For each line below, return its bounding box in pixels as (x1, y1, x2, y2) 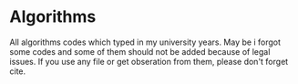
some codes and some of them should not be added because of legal (9, 46, 271, 57)
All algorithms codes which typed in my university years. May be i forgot (9, 37, 281, 47)
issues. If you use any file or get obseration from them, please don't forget (9, 56, 289, 67)
